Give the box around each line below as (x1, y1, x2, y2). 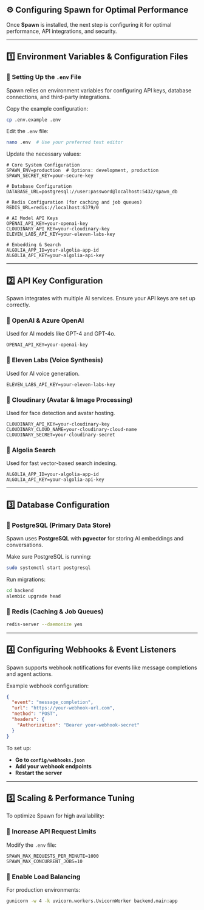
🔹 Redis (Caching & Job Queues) (6, 607, 104, 616)
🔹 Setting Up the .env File (6, 73, 82, 81)
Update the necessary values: (6, 150, 81, 157)
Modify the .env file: (6, 841, 56, 849)
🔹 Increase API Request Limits (6, 827, 97, 836)
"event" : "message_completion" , (12, 699, 94, 706)
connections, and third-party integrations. (6, 93, 111, 100)
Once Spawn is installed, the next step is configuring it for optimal (6, 21, 172, 28)
